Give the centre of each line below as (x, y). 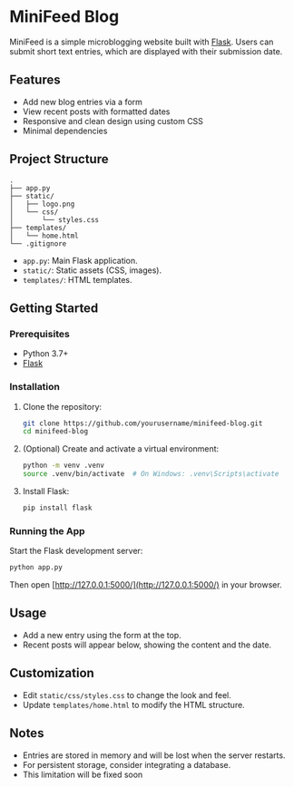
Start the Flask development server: (76, 551)
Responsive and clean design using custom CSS (113, 121)
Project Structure (59, 159)
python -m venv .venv (63, 466)
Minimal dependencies (65, 131)
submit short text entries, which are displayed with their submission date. (146, 51)
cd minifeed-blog (55, 432)
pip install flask (57, 508)
